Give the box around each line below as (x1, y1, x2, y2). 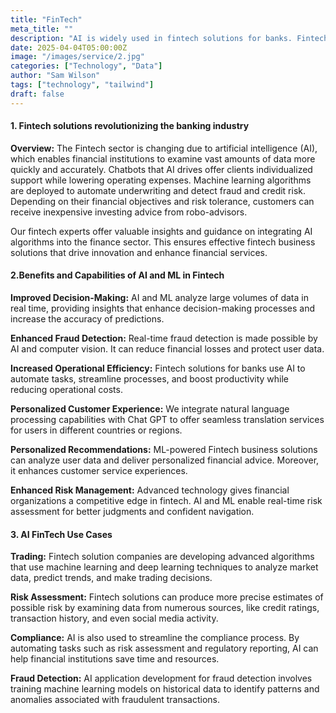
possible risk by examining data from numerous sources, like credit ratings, (10, 602, 320, 614)
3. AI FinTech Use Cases (10, 528, 113, 540)
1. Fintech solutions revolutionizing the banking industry (10, 120, 250, 132)
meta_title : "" (10, 24, 74, 34)
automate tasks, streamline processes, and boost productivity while (10, 373, 289, 385)
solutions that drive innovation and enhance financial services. (10, 246, 268, 258)
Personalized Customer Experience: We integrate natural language (10, 403, 290, 415)
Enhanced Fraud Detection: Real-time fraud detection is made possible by (10, 332, 318, 345)
